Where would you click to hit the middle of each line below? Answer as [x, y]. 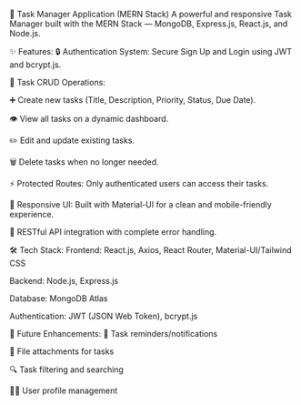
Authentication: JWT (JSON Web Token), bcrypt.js [104, 316]
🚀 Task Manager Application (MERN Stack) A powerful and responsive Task [151, 14]
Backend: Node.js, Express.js [64, 281]
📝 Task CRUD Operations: [58, 82]
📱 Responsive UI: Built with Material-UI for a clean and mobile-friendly [141, 204]
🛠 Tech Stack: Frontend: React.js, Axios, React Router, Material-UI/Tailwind [151, 250]
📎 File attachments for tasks [62, 351]
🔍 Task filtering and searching [67, 370]
